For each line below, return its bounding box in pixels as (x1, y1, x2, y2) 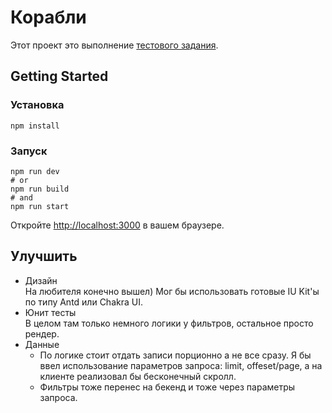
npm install (10, 121, 60, 131)
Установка (10, 98, 65, 112)
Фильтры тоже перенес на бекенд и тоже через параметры (39, 381, 296, 393)
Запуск (10, 144, 48, 158)
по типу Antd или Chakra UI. (24, 296, 143, 308)
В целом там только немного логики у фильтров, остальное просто (24, 317, 314, 329)
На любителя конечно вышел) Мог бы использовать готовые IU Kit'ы (24, 285, 320, 297)
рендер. (24, 327, 60, 340)
